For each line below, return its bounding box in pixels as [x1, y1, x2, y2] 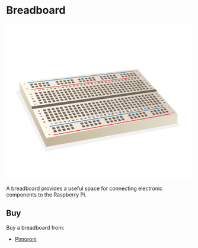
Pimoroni [14, 235, 37, 243]
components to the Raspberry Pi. [6, 191, 87, 198]
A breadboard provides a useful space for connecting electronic [6, 185, 163, 192]
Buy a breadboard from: [6, 224, 65, 231]
